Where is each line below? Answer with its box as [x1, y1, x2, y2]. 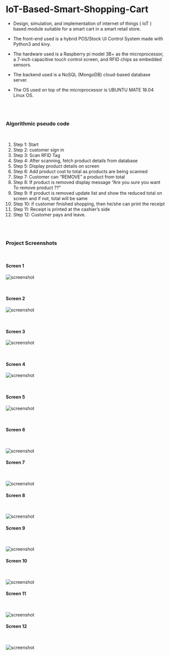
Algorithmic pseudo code [6, 120, 70, 127]
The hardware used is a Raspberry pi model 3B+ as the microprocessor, [13, 51, 164, 57]
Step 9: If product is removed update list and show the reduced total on [13, 190, 162, 196]
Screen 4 [6, 361, 25, 367]
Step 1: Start [13, 141, 39, 148]
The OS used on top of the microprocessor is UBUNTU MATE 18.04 [13, 86, 154, 92]
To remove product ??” [13, 184, 61, 191]
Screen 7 [6, 459, 25, 465]
